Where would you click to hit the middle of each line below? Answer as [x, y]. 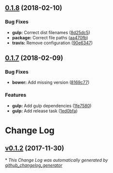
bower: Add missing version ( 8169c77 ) [51, 83]
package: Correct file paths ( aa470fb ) [50, 37]
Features [16, 95]
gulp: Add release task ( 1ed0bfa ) [45, 111]
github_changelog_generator [34, 165]
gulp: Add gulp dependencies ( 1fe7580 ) [52, 105]
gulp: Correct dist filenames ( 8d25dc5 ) [51, 32]
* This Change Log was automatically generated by [56, 160]
